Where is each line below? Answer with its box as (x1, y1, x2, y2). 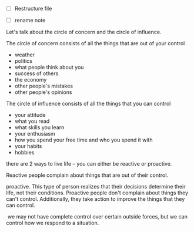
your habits (14, 143, 42, 150)
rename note (14, 17, 46, 24)
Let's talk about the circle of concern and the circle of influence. (6, 29, 162, 36)
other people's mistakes (14, 82, 73, 90)
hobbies (14, 149, 35, 156)
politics (14, 58, 32, 65)
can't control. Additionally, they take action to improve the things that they (6, 196, 185, 203)
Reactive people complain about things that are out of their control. (6, 172, 169, 179)
